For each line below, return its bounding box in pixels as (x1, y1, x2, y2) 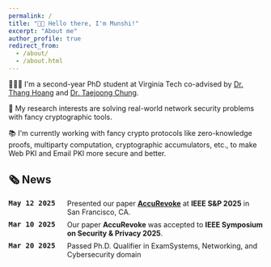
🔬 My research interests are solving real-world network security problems (8, 103, 255, 113)
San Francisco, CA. (67, 207, 131, 217)
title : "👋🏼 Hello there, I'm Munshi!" (8, 19, 139, 28)
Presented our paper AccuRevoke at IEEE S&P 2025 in (67, 198, 250, 208)
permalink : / (8, 11, 53, 20)
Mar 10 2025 (8, 219, 56, 229)
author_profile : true (8, 34, 82, 43)
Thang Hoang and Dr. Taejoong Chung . (8, 87, 139, 97)
